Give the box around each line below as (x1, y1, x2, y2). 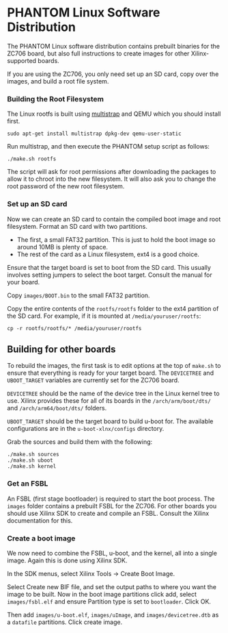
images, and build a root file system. (7, 77, 109, 85)
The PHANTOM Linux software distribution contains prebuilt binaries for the (7, 42, 220, 50)
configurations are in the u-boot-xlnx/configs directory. (7, 425, 165, 433)
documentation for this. (7, 516, 73, 525)
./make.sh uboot (7, 457, 53, 464)
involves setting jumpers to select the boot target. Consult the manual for (7, 271, 213, 279)
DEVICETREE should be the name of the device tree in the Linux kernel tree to (7, 389, 220, 398)
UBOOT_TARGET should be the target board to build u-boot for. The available (7, 417, 214, 425)
